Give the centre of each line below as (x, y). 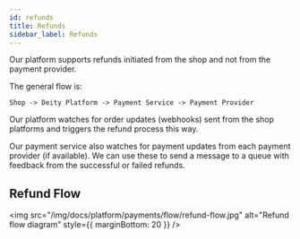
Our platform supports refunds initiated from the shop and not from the (140, 60)
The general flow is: (46, 87)
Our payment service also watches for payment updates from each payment (150, 146)
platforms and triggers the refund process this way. (104, 129)
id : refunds (31, 17)
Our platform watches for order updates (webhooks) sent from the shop (142, 119)
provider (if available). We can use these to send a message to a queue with (149, 156)
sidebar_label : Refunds (54, 34)
